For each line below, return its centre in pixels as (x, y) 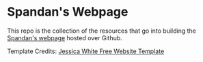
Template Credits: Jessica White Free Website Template (86, 51)
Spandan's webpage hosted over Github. (65, 37)
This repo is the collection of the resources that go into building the (101, 31)
